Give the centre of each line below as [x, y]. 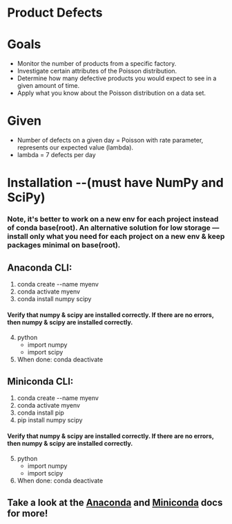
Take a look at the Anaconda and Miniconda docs [115, 502]
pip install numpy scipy [50, 420]
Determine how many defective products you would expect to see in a [117, 78]
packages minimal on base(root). [64, 245]
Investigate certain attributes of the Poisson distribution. [97, 71]
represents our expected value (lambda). [75, 147]
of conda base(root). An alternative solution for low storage [109, 228]
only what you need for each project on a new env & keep [127, 237]
